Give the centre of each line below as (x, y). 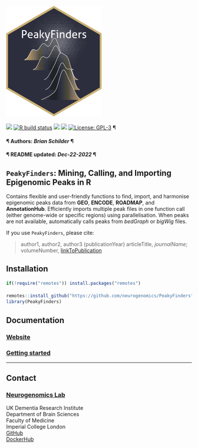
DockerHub (20, 439)
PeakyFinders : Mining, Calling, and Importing (89, 173)
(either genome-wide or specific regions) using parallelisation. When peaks (98, 215)
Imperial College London (36, 426)
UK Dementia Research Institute (45, 408)
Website (18, 337)
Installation (27, 269)
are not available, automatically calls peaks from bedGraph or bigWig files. (97, 221)
